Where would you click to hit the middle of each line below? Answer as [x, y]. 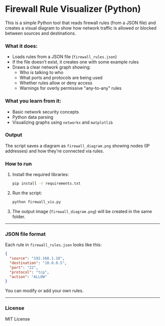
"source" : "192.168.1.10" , [37, 258]
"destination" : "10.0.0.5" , [38, 263]
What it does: [21, 46]
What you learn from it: [33, 101]
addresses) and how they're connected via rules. [55, 151]
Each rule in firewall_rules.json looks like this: [54, 245]
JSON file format [25, 234]
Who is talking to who [41, 72]
